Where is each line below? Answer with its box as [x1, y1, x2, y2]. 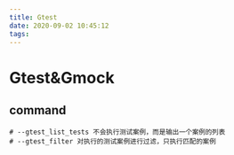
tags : [9, 29, 29, 38]
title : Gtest [9, 12, 58, 22]
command [9, 103, 67, 118]
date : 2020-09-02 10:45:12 [9, 21, 109, 30]
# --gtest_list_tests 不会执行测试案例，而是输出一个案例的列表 [9, 128, 226, 137]
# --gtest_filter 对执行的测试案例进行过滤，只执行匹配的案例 [9, 137, 216, 146]
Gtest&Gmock [9, 67, 115, 88]
